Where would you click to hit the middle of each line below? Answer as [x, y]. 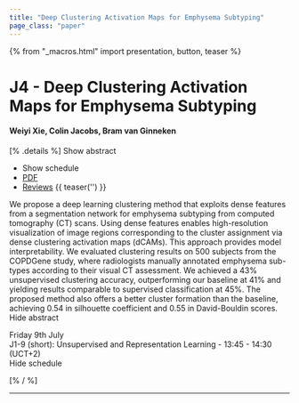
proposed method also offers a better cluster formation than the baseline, [144, 298]
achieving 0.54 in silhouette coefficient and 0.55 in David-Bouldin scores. [144, 308]
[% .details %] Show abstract [63, 150]
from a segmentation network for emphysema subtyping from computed [142, 214]
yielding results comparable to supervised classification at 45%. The [135, 289]
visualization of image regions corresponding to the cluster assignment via [146, 232]
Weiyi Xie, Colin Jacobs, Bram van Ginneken [93, 131]
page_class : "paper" [48, 26]
